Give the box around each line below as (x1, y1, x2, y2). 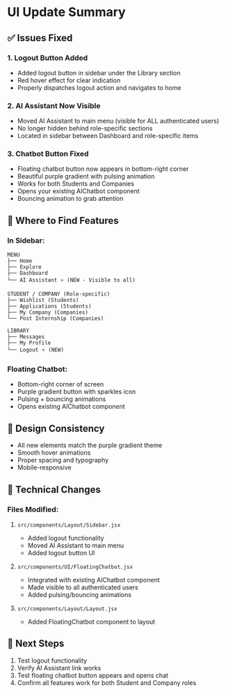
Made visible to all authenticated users (27, 583, 139, 591)
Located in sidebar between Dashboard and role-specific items (17, 132, 199, 140)
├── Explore (7, 264, 42, 271)
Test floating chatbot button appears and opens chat (17, 671, 169, 679)
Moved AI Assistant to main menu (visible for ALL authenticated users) (17, 116, 220, 126)
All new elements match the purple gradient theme (17, 441, 163, 450)
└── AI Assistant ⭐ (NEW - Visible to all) (7, 277, 136, 284)
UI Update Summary (7, 4, 127, 20)
